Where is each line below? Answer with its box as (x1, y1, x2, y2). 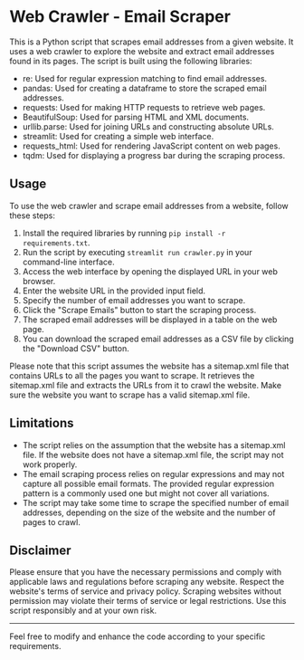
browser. (22, 275, 56, 286)
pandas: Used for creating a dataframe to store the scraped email (22, 82, 267, 93)
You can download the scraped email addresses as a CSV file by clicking (22, 333, 294, 344)
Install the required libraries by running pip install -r (22, 227, 226, 238)
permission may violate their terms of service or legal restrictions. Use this (9, 596, 287, 607)
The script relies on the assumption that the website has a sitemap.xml (22, 439, 286, 450)
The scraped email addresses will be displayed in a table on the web (22, 314, 278, 325)
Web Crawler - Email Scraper (9, 6, 231, 27)
